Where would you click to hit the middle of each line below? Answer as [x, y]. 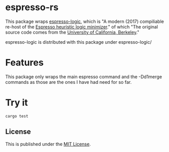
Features [25, 63]
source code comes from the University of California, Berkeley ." [72, 32]
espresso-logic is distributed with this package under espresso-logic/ [79, 42]
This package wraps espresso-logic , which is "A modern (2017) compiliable [85, 21]
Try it [17, 103]
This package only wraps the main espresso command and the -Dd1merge [84, 77]
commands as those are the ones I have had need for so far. [68, 82]
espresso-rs [32, 7]
